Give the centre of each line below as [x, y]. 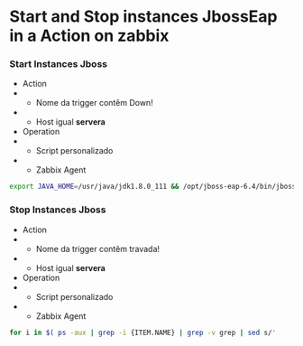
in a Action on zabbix [89, 36]
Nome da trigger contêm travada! [98, 248]
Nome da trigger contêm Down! [94, 103]
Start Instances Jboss [59, 64]
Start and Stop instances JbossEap [143, 17]
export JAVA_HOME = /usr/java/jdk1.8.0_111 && [94, 187]
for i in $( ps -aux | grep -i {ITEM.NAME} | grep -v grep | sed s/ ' [143, 332]
